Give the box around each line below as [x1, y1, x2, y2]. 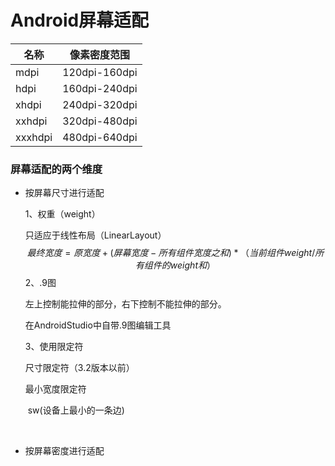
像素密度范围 [69, 47, 130, 61]
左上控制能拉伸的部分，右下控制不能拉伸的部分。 [24, 298, 227, 310]
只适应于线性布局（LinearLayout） [24, 229, 167, 241]
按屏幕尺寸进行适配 [24, 187, 105, 199]
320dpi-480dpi [62, 114, 138, 128]
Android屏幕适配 [10, 9, 150, 32]
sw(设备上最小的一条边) [27, 404, 125, 416]
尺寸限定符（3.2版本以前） [24, 362, 135, 374]
